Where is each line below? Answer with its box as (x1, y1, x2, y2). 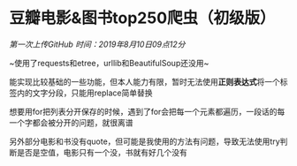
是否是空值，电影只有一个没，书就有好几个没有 (16, 147, 187, 157)
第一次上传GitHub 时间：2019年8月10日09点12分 (9, 39, 186, 49)
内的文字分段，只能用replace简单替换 (16, 87, 153, 98)
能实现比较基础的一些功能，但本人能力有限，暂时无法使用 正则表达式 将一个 (9, 76, 280, 87)
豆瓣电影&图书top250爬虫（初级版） (9, 8, 276, 28)
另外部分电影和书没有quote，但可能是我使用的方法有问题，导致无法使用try (9, 136, 280, 147)
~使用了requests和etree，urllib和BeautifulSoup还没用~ (9, 57, 209, 68)
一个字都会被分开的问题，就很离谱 (9, 117, 133, 128)
